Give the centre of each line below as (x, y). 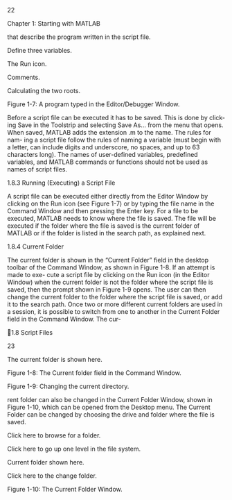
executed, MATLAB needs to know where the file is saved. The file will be (112, 218)
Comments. (24, 77)
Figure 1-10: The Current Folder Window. (65, 489)
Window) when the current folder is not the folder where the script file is (110, 282)
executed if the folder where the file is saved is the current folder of (104, 226)
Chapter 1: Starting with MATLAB (54, 23)
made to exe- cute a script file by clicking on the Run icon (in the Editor (108, 275)
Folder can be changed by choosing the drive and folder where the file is (111, 415)
